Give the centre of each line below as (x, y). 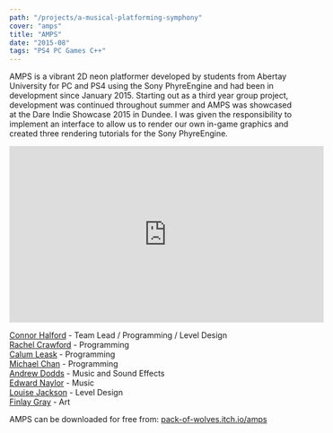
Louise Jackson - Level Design (66, 393)
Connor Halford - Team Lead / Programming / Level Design (118, 335)
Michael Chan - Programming (64, 364)
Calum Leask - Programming (62, 354)
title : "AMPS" (36, 34)
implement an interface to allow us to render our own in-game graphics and (149, 124)
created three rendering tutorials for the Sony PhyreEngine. (119, 134)
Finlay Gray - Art (40, 402)
